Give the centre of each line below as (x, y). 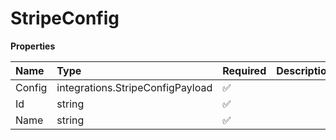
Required (244, 70)
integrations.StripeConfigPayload (134, 87)
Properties (33, 46)
